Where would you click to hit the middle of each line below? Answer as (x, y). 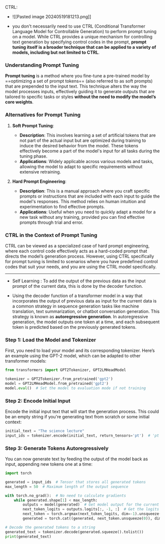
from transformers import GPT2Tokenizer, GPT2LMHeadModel (66, 370)
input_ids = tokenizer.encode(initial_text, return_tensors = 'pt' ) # (78, 436)
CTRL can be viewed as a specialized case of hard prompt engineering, (77, 245)
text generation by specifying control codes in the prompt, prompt (79, 42)
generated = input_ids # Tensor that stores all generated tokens (76, 482)
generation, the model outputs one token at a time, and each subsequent (86, 322)
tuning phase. (33, 156)
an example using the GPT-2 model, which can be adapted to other (73, 356)
